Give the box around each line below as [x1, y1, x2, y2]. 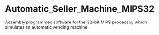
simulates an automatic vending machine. [5, 24, 89, 30]
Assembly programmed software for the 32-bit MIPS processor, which [5, 19, 147, 25]
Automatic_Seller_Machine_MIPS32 [5, 3, 155, 14]
